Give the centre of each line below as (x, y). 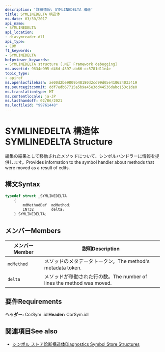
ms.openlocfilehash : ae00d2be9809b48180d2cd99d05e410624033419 (71, 82)
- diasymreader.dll (25, 37)
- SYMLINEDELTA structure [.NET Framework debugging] (61, 64)
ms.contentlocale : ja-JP (30, 96)
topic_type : (17, 74)
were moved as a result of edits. (38, 168)
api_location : (20, 32)
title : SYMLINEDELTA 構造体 (33, 14)
